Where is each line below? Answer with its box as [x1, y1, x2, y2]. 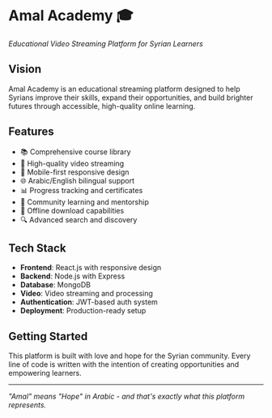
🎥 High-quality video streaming [19, 158, 125, 168]
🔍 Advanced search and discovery [19, 214, 138, 224]
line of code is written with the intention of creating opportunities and [8, 360, 240, 369]
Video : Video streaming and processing [19, 289, 154, 299]
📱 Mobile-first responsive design [19, 167, 130, 177]
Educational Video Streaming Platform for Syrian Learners [8, 38, 204, 49]
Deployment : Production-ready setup [19, 306, 147, 316]
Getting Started [8, 330, 88, 343]
